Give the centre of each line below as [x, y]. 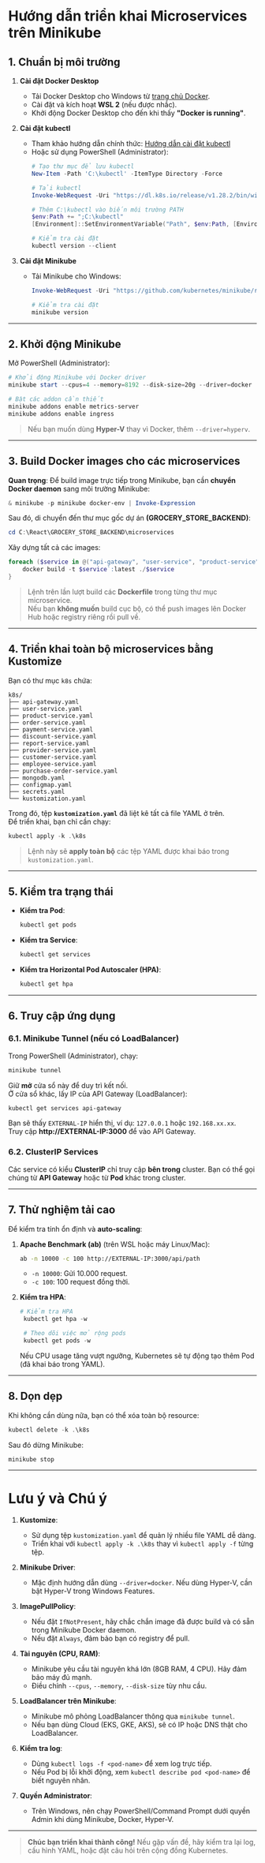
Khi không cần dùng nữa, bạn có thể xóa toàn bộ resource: [104, 1415]
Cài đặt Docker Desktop [59, 81]
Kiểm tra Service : [49, 940]
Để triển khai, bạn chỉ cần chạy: [60, 821]
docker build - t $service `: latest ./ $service [99, 570]
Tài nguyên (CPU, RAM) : [60, 1654]
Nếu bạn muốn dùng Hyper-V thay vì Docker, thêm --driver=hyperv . [139, 428]
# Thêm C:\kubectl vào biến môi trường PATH [107, 209]
